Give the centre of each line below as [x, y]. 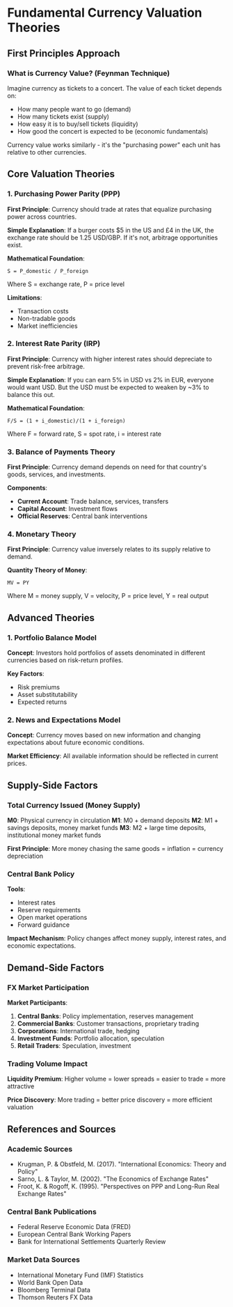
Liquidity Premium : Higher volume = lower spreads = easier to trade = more [116, 1079]
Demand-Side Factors [56, 968]
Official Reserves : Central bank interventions [82, 516]
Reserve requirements [49, 910]
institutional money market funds [54, 835]
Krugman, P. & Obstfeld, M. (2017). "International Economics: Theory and [122, 1164]
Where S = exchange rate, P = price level [66, 284]
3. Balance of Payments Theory [62, 452]
